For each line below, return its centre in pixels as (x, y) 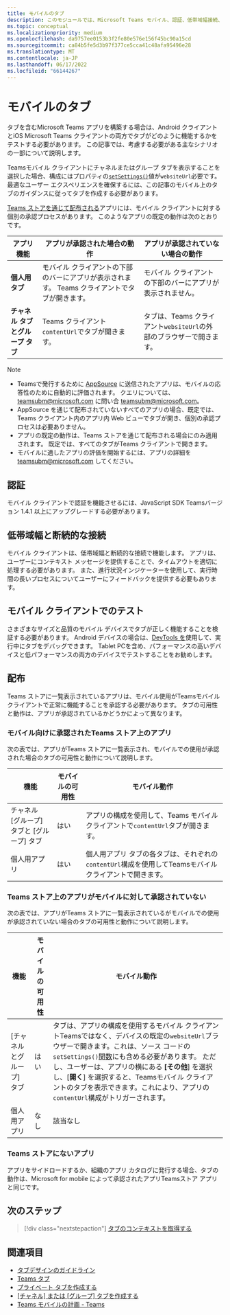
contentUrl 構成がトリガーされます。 (111, 1098)
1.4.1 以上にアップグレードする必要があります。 (87, 512)
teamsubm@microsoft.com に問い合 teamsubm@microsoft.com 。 (110, 401)
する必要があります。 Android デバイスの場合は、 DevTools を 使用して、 (114, 637)
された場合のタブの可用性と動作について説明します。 (82, 757)
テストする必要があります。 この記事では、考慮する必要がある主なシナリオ (113, 144)
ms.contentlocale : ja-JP (42, 58)
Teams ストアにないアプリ (51, 1154)
